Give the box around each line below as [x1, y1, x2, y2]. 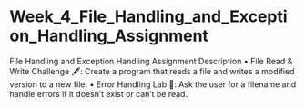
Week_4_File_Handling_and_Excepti [9, 6, 289, 27]
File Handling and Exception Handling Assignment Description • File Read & [9, 55, 293, 66]
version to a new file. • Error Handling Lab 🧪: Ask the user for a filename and [9, 79, 297, 90]
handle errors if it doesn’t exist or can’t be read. [9, 88, 188, 99]
